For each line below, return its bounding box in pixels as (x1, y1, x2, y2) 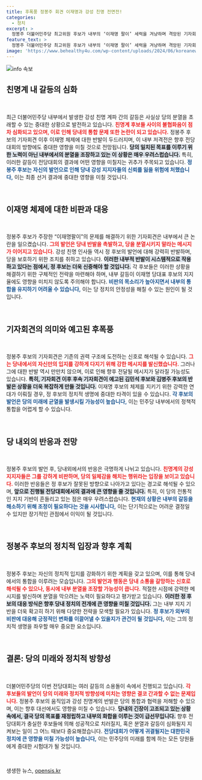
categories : (6, 14, 36, 20)
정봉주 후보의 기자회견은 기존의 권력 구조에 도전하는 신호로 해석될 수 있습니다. (6, 353, 188, 360)
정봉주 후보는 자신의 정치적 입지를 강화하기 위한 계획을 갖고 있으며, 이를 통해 (6, 570, 185, 577)
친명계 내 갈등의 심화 (6, 85, 78, 95)
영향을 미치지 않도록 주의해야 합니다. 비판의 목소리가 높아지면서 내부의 (22, 278, 185, 286)
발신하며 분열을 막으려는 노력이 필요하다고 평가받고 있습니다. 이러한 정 (22, 592, 186, 600)
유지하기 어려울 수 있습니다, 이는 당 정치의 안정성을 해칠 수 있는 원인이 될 (17, 286, 186, 293)
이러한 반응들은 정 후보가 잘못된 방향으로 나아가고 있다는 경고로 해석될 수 (14, 481, 185, 487)
